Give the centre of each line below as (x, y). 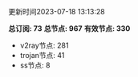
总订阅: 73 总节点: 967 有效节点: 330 (69, 29)
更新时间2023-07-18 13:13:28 (57, 12)
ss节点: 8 (35, 65)
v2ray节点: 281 (44, 45)
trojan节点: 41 (42, 55)
